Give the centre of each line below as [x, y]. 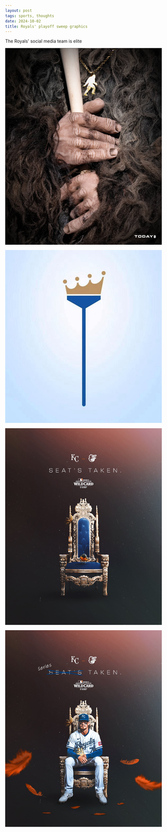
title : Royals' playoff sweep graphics [46, 26]
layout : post [19, 10]
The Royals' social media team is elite [43, 41]
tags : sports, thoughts [30, 16]
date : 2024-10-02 [23, 21]
